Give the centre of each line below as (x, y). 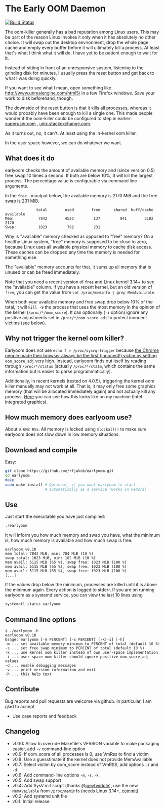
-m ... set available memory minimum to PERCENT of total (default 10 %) (83, 644)
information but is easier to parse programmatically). (59, 371)
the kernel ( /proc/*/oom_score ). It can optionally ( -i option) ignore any (77, 312)
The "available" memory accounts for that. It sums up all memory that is (78, 267)
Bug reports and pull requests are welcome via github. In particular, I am (78, 701)
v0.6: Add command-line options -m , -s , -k (55, 775)
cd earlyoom (17, 476)
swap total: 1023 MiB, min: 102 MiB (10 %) (51, 558)
